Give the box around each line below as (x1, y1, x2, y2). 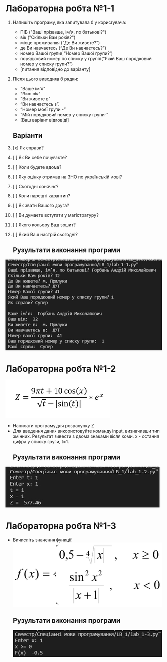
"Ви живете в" (20, 95, 51, 102)
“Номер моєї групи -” (20, 106, 66, 112)
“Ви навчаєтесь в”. (20, 101, 60, 107)
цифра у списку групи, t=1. (12, 439, 69, 445)
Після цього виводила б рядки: (12, 76, 79, 82)
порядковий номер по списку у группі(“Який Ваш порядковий (20, 55, 152, 61)
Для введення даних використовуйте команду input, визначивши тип (12, 428, 160, 434)
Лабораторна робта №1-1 (5, 3, 115, 14)
